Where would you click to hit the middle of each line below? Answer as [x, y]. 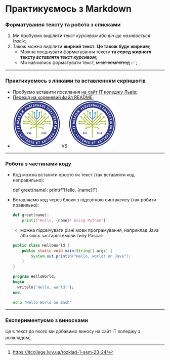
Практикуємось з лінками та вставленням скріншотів [75, 81]
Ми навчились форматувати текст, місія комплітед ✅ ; [79, 63]
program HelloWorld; [34, 277]
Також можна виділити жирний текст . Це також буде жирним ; [81, 47]
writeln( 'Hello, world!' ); [46, 287]
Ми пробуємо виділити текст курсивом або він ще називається [81, 35]
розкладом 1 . [18, 337]
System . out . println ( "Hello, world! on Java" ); [81, 256]
